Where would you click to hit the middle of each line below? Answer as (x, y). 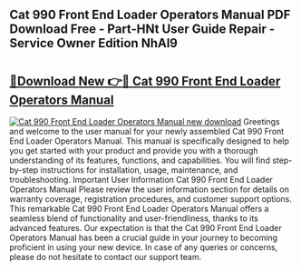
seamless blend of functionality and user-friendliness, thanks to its (134, 218)
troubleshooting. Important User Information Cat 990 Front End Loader (141, 180)
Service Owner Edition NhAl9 (94, 43)
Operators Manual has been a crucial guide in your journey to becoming (144, 237)
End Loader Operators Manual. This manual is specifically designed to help (150, 141)
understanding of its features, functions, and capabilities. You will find (140, 160)
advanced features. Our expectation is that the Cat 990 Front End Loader (146, 228)
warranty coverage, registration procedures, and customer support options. (151, 199)
